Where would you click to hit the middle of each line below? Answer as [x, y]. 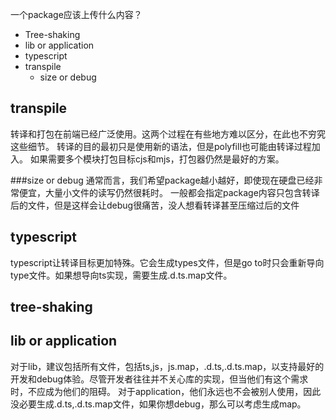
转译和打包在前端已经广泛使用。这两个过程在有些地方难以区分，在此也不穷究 [168, 134]
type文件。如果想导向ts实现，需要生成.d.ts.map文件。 [121, 275]
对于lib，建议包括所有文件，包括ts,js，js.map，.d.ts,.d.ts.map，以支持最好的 [167, 366]
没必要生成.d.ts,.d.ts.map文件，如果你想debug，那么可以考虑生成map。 [158, 404]
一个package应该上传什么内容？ [76, 14]
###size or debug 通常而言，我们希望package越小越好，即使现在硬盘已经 [162, 180]
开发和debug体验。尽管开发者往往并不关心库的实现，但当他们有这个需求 [159, 379]
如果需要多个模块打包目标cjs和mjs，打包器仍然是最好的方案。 [157, 159]
